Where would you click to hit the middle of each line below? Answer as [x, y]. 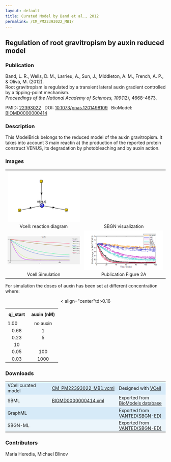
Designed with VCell [140, 388]
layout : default [22, 11]
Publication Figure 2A [124, 274]
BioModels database [140, 403]
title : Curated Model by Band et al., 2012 [52, 16]
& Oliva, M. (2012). [25, 82]
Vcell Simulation [44, 274]
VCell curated [22, 385]
